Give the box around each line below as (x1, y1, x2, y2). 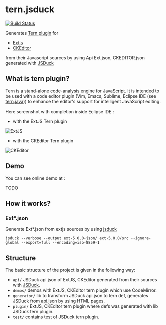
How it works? (5, 199, 51, 208)
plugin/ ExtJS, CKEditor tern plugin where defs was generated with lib (12, 303, 158, 309)
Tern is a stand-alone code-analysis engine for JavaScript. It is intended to (5, 88, 159, 94)
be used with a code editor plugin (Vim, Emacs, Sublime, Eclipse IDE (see (5, 93, 156, 99)
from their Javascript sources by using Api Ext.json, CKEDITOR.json (5, 54, 145, 61)
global (5, 240, 19, 245)
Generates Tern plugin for (5, 30, 59, 36)
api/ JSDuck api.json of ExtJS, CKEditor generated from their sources (12, 277, 157, 283)
